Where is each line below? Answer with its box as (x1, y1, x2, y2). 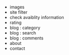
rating (9, 19, 22, 25)
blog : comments (9, 35, 44, 41)
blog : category (9, 25, 40, 31)
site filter (9, 9, 28, 15)
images (9, 4, 25, 10)
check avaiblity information (9, 15, 64, 20)
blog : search (9, 30, 36, 36)
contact (9, 46, 25, 51)
